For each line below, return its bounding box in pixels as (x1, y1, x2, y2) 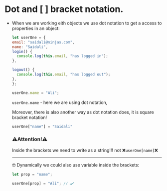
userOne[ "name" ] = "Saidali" (11, 124, 73, 129)
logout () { (11, 67, 35, 72)
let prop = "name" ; (11, 171, 53, 177)
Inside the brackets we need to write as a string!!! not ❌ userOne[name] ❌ (11, 147, 158, 153)
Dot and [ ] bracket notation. (4, 3, 124, 15)
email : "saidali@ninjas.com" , (11, 39, 75, 44)
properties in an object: (11, 25, 60, 31)
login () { (11, 49, 33, 54)
